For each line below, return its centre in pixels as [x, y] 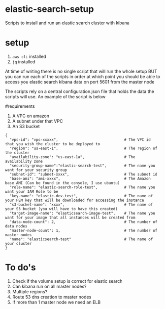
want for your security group [36, 170]
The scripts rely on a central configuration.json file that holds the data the [80, 91]
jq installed [24, 62]
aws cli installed [29, 56]
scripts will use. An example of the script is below [55, 96]
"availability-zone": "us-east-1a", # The [72, 157]
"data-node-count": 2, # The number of [83, 222]
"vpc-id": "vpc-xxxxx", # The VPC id [80, 139]
